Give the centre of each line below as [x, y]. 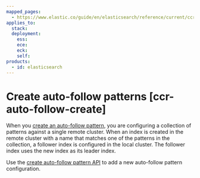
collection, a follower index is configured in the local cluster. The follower [96, 145]
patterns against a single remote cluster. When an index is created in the [95, 132]
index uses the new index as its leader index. [61, 151]
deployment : [26, 34]
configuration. [23, 169]
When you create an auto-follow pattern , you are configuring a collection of [99, 126]
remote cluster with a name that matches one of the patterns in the [88, 138]
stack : [20, 28]
